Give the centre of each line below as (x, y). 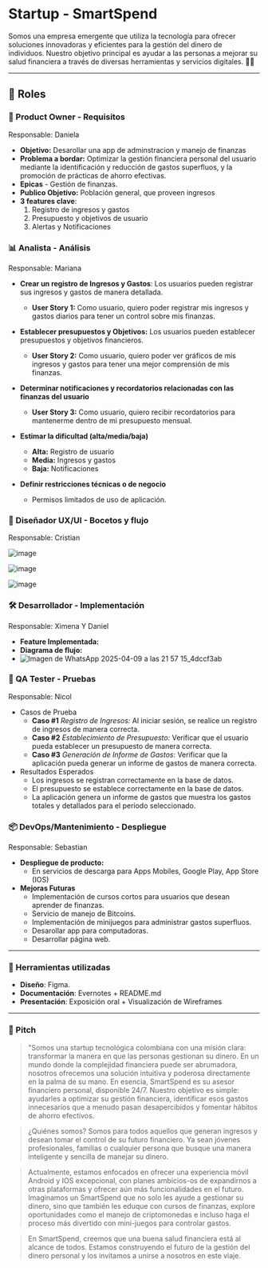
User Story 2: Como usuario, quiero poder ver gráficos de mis (134, 355)
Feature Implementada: (59, 642)
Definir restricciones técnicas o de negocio (93, 484)
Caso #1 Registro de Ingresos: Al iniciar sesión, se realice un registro (144, 720)
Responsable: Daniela (44, 134)
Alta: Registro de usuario (73, 451)
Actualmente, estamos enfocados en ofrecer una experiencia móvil (138, 1172)
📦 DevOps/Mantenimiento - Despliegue (87, 826)
